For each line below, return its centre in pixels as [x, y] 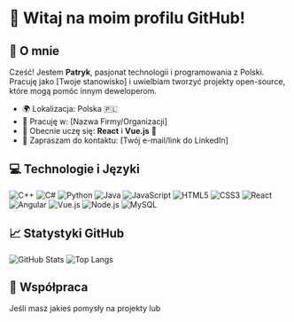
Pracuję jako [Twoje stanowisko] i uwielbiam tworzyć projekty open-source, [147, 82]
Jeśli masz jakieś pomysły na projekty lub [85, 309]
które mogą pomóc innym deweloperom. [83, 91]
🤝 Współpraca [49, 287]
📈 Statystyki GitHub [67, 234]
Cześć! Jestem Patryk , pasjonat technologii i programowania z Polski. [137, 72]
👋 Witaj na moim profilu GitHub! [127, 18]
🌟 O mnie [35, 51]
